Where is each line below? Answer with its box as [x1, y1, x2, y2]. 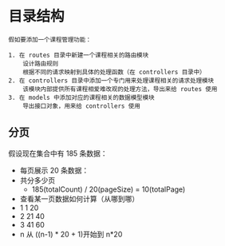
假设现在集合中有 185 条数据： [8, 149, 108, 158]
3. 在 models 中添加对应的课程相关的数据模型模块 [8, 93, 155, 101]
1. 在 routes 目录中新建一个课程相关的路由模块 [8, 51, 149, 59]
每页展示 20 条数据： [19, 165, 89, 175]
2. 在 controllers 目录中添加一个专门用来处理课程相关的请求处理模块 [8, 77, 214, 85]
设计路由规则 [22, 59, 58, 68]
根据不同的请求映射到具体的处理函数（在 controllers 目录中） [22, 68, 206, 76]
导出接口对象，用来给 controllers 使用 [22, 101, 141, 110]
